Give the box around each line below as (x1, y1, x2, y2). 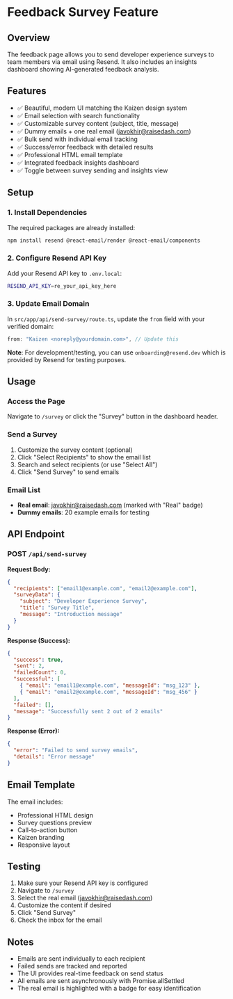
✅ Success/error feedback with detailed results (17, 143, 154, 151)
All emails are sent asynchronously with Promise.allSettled (17, 977, 184, 985)
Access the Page (7, 397, 65, 407)
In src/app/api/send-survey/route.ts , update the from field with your (7, 314, 205, 323)
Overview (7, 32, 51, 44)
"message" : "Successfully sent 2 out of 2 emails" (13, 708, 163, 715)
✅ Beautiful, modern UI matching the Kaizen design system (17, 104, 188, 112)
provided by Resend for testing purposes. (7, 355, 127, 364)
